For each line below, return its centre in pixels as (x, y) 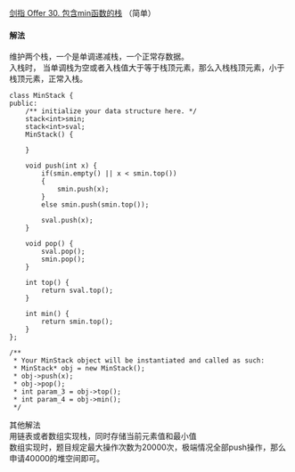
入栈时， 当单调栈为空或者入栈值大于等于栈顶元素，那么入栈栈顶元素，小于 (147, 68)
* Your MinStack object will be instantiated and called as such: (139, 361)
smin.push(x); (83, 190)
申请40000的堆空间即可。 (57, 459)
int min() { (47, 314)
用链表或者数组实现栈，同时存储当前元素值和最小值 (103, 436)
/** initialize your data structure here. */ (111, 111)
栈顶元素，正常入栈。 (48, 79)
